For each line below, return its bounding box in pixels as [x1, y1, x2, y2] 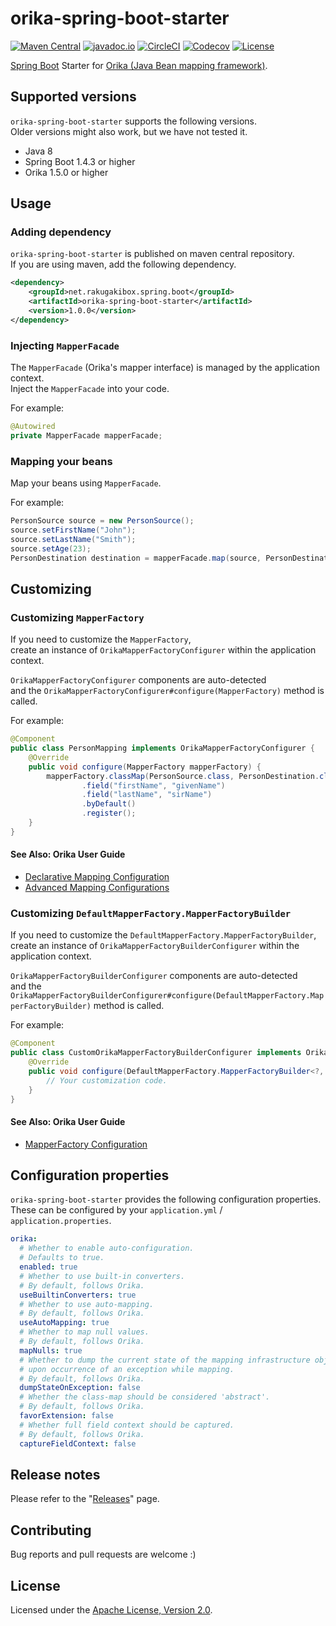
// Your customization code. [46, 1075, 168, 1086]
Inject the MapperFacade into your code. [10, 383, 170, 395]
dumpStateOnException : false [19, 1383, 141, 1393]
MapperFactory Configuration [24, 1138, 148, 1150]
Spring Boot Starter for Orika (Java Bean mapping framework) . [10, 59, 268, 71]
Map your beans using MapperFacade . [10, 477, 162, 489]
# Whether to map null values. [19, 1327, 150, 1337]
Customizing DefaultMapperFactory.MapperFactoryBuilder [10, 906, 292, 920]
